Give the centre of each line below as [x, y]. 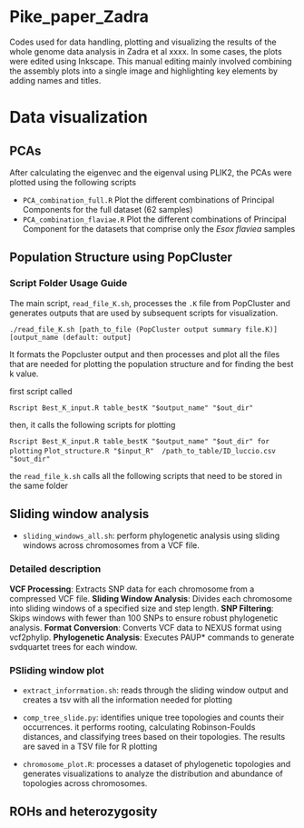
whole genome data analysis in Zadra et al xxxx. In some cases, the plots [146, 51]
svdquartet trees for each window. [74, 646]
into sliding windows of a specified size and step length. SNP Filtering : [142, 608]
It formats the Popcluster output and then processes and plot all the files [145, 354]
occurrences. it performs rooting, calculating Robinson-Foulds [139, 727]
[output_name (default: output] [70, 337]
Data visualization [78, 118]
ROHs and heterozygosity [83, 812]
